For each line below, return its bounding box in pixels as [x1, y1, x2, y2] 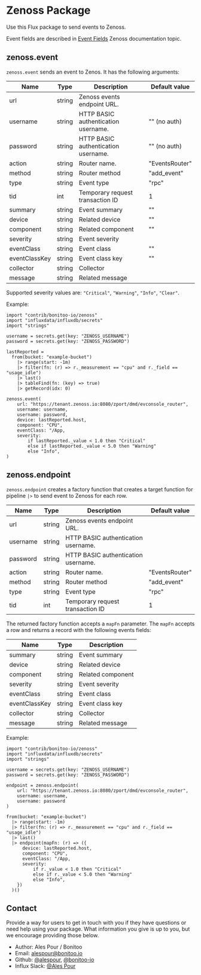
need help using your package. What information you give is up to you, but [6, 925, 190, 933]
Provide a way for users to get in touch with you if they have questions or [6, 919, 187, 927]
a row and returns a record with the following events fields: [6, 626, 151, 633]
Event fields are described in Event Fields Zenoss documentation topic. [6, 35, 182, 42]
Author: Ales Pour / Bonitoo [14, 943, 83, 950]
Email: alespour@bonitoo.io [14, 950, 83, 957]
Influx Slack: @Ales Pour [14, 962, 76, 970]
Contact [6, 903, 37, 913]
